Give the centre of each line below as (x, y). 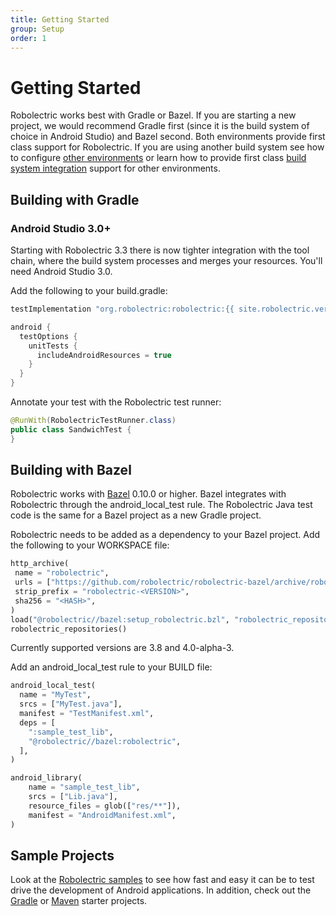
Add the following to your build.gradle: (89, 290)
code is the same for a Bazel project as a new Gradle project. (136, 515)
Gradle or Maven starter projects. (79, 901)
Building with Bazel (71, 470)
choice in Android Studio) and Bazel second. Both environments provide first (168, 137)
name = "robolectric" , (62, 573)
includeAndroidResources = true (104, 355)
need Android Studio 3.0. (61, 271)
